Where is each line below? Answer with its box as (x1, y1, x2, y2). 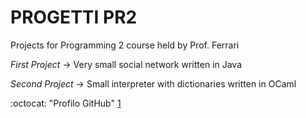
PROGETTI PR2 (10, 6, 138, 29)
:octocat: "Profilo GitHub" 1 (10, 97, 122, 109)
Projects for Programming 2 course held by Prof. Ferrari (10, 39, 240, 51)
